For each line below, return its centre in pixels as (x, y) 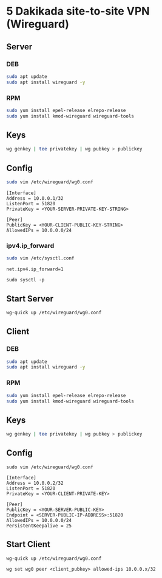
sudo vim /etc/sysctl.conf (40, 258)
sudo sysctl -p (25, 280)
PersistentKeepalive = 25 (39, 526)
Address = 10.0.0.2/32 (35, 483)
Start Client (28, 544)
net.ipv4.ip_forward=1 (35, 269)
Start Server (30, 299)
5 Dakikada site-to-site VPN (78, 11)
